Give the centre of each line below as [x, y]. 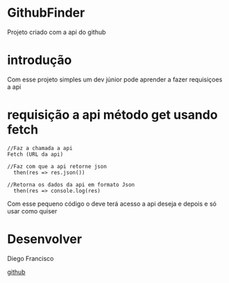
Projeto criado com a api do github [57, 32]
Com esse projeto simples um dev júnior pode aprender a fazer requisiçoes [115, 79]
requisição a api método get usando [112, 115]
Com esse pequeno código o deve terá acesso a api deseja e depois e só [112, 204]
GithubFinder [46, 13]
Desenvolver [44, 239]
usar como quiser [32, 211]
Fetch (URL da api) [35, 154]
